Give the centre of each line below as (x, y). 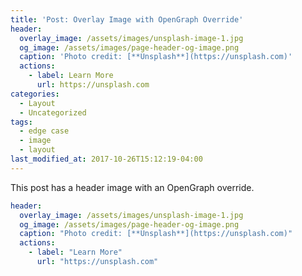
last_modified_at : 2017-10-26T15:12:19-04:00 (106, 159)
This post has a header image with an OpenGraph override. (132, 187)
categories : (35, 94)
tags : (21, 122)
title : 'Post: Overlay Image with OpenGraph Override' (127, 19)
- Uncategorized (53, 112)
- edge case (44, 131)
